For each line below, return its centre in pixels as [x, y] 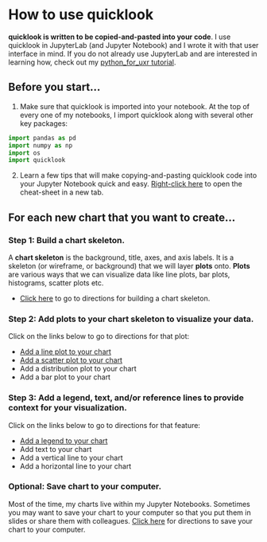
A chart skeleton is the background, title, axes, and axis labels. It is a [121, 257]
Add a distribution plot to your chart [78, 369]
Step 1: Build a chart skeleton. [67, 240]
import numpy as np [41, 145]
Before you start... [54, 87]
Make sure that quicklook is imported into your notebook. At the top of [135, 106]
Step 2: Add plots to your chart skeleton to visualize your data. [131, 319]
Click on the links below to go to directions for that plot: [99, 336]
